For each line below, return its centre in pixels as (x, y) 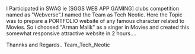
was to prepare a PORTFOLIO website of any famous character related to (95, 21)
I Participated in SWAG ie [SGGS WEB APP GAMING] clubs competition (93, 9)
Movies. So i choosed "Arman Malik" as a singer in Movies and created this (98, 27)
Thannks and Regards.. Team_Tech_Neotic (58, 45)
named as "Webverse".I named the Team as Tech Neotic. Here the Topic (94, 15)
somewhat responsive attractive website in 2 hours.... (71, 33)
